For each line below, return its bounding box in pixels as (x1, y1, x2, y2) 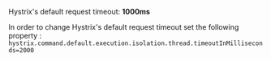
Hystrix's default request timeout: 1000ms (8, 7, 150, 16)
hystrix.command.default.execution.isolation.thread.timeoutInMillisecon (8, 39, 264, 47)
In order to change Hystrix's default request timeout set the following (8, 22, 239, 31)
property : (8, 31, 42, 40)
